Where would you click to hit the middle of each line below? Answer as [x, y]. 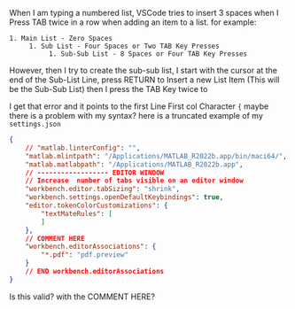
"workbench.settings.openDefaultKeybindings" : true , [124, 197]
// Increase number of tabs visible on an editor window [134, 181]
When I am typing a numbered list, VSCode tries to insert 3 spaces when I [144, 13]
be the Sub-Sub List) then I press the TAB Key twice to [109, 89]
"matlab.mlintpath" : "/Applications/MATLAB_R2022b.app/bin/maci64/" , [156, 156]
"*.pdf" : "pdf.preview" [85, 255]
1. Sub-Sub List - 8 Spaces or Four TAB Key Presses [148, 54]
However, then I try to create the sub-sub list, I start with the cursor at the [143, 70]
